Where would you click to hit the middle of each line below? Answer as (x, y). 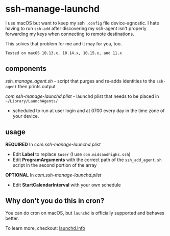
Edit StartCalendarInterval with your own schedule (67, 185)
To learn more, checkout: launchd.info (45, 228)
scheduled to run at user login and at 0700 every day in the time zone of (89, 111)
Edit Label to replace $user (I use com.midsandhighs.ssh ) (72, 154)
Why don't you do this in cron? (55, 201)
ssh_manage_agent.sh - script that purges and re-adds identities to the (80, 81)
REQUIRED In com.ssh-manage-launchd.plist (53, 144)
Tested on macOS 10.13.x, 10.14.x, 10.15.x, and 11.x (64, 53)
